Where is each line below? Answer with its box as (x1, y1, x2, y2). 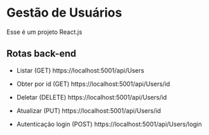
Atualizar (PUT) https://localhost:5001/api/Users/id (16, 106, 161, 115)
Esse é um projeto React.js (6, 28, 82, 36)
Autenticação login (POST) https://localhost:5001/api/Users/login (16, 120, 202, 128)
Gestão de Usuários (6, 5, 122, 21)
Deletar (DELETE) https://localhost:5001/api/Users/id (16, 93, 167, 101)
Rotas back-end (6, 48, 77, 60)
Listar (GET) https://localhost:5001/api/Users (16, 66, 145, 74)
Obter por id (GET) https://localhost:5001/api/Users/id (16, 80, 170, 88)
